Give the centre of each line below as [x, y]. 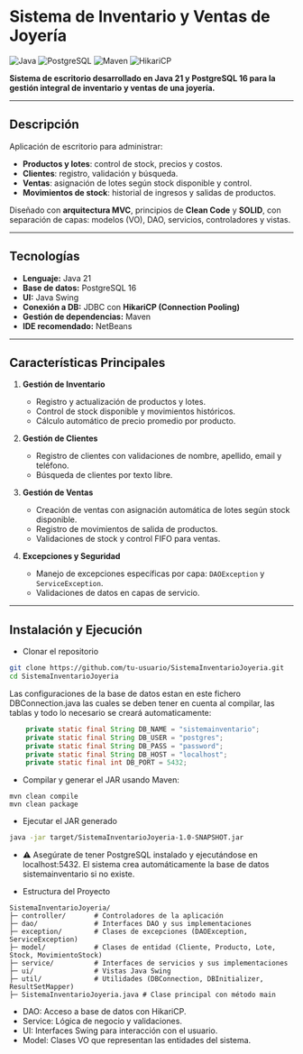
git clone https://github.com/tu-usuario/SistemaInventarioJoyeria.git [147, 668]
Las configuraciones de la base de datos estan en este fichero [125, 693]
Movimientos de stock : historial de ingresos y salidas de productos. [149, 192]
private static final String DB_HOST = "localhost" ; [127, 755]
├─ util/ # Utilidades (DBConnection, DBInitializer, [137, 979]
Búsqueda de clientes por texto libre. [104, 475]
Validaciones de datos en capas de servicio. [118, 593]
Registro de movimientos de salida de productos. [127, 529]
